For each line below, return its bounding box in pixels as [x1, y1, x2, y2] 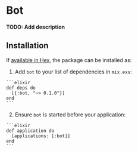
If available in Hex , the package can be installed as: [6, 56, 132, 63]
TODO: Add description [6, 23, 65, 30]
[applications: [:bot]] [11, 132, 70, 139]
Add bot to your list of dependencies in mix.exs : [14, 68, 132, 75]
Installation [6, 41, 49, 51]
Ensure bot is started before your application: [14, 111, 126, 118]
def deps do [6, 85, 36, 91]
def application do [6, 128, 55, 134]
